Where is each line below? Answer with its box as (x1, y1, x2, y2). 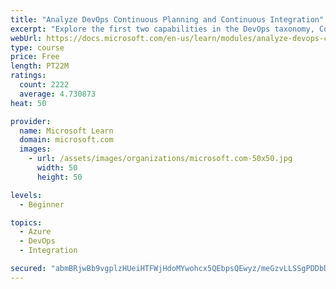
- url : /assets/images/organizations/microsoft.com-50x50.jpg (28, 154, 293, 164)
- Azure (19, 227, 52, 237)
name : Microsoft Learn (19, 126, 114, 136)
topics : (10, 217, 43, 228)
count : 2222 (19, 80, 70, 90)
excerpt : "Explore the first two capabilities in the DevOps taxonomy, (10, 24, 315, 34)
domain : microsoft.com (19, 135, 114, 145)
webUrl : (10, 33, 43, 43)
